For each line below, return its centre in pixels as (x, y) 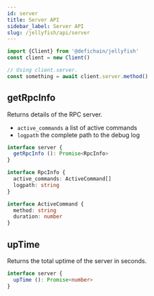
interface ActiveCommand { (46, 204)
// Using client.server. (42, 70)
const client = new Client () (49, 58)
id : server (23, 13)
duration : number (38, 217)
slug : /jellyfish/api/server (49, 33)
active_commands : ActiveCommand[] (62, 179)
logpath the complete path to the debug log (78, 135)
